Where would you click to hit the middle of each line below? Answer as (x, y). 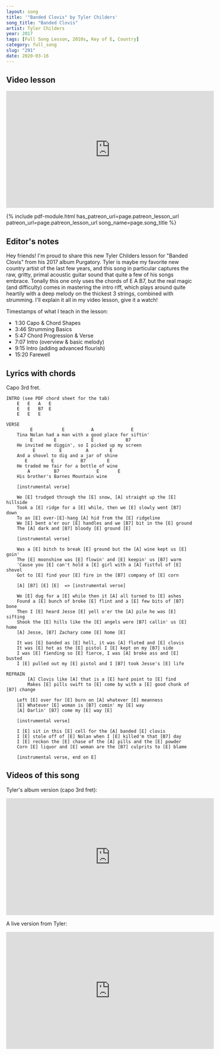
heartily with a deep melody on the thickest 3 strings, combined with (90, 294)
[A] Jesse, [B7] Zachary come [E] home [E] (71, 633)
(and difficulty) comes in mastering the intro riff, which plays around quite (96, 287)
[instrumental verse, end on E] (57, 758)
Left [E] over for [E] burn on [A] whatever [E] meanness (90, 700)
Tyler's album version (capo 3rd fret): (52, 790)
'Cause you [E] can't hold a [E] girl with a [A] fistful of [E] (99, 565)
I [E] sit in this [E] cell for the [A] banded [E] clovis (91, 732)
